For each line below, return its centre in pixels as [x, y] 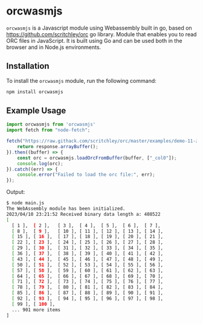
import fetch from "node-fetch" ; [48, 130]
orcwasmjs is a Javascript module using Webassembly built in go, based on [99, 28]
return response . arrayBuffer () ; [58, 147]
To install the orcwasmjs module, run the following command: [82, 80]
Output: [16, 192]
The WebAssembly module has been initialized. [66, 209]
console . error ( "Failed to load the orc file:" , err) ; [86, 175]
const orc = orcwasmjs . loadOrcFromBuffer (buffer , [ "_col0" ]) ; [97, 158]
